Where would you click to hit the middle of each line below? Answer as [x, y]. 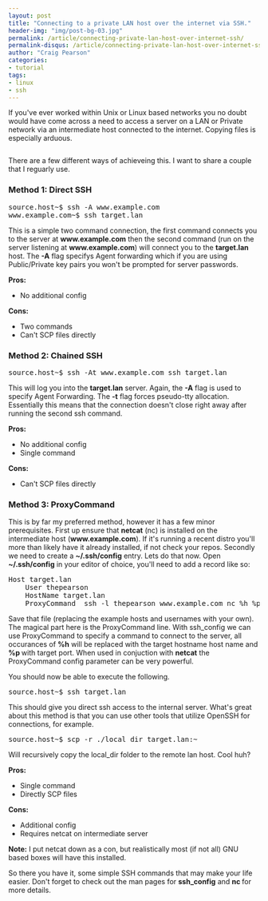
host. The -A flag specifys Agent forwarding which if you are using [118, 256]
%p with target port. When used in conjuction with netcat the [109, 653]
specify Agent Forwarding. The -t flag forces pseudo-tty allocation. [119, 396]
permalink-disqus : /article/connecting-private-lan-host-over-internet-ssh [137, 46]
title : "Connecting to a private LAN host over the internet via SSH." [130, 23]
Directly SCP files [48, 794]
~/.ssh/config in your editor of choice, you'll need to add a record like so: [129, 564]
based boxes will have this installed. [67, 858]
